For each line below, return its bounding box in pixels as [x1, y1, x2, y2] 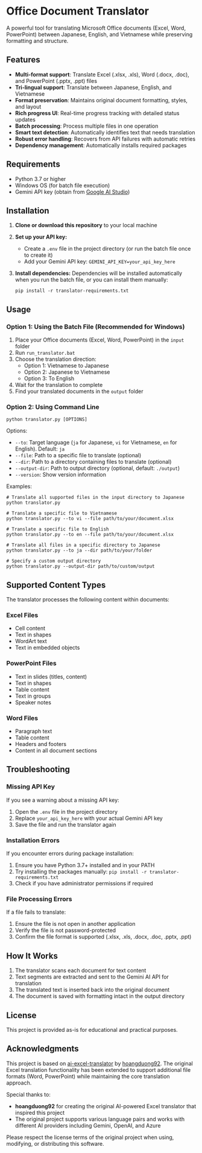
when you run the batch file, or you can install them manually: [14, 276, 168, 283]
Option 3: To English [24, 375, 75, 382]
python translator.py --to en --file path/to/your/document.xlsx [6, 532, 174, 538]
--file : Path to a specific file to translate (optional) [14, 452, 142, 459]
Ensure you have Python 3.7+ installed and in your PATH [14, 862, 155, 869]
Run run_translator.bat [14, 349, 75, 357]
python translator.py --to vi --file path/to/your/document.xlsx [6, 516, 174, 522]
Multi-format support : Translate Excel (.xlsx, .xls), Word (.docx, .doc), [14, 71, 190, 78]
